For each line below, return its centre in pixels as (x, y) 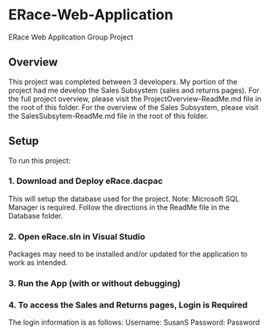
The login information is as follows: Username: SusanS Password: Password (134, 322)
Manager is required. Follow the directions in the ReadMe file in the (119, 207)
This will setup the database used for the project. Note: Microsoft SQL (124, 198)
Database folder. (36, 215)
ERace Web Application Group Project (71, 37)
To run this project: (39, 160)
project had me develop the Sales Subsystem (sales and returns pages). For (134, 90)
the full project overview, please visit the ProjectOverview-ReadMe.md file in (135, 99)
